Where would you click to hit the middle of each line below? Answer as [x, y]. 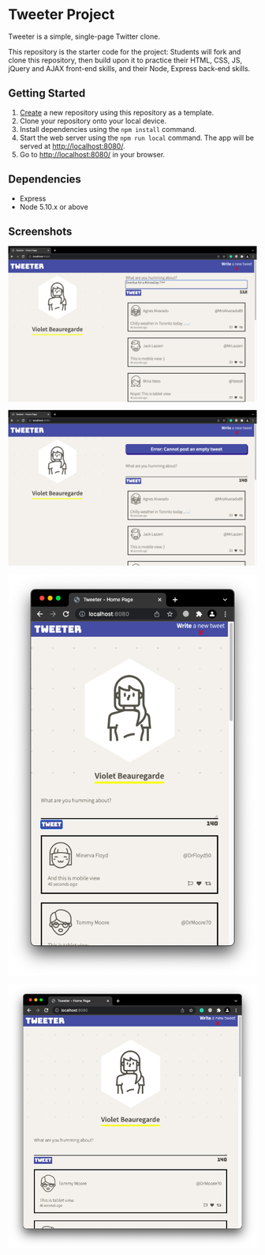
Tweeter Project [62, 15]
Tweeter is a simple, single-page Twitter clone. [84, 36]
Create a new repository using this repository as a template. [117, 112]
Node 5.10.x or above [54, 206]
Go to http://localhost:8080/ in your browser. [92, 154]
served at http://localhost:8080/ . [72, 146]
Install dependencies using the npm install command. [108, 129]
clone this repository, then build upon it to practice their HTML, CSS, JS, [125, 60]
